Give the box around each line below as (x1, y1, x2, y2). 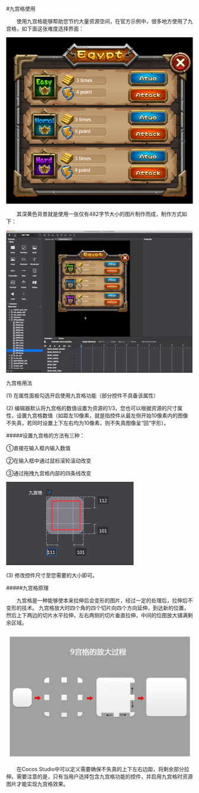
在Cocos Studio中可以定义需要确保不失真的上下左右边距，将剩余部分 (17, 765, 185, 772)
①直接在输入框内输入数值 (6, 444, 71, 452)
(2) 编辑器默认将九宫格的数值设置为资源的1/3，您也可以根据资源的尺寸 (6, 404, 178, 411)
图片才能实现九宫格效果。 (6, 780, 69, 787)
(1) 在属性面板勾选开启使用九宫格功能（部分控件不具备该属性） (6, 392, 159, 399)
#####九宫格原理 (6, 584, 49, 591)
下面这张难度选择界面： (26, 25, 84, 32)
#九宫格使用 (6, 5, 36, 12)
